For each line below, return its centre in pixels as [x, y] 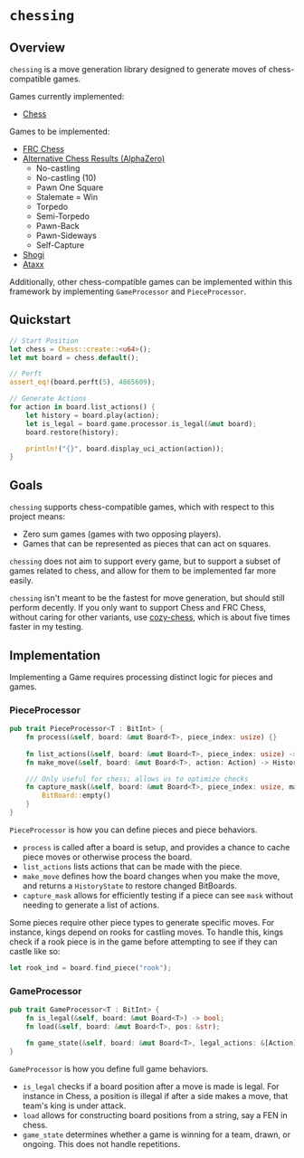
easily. [21, 581]
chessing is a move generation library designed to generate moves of [138, 69]
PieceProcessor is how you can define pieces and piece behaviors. [133, 830]
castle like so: [35, 951]
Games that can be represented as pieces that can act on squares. [147, 544]
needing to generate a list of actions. [91, 905]
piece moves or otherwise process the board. [107, 857]
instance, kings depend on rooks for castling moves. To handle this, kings [147, 932]
